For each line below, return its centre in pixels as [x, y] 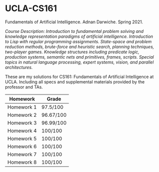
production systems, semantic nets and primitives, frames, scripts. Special [79, 57]
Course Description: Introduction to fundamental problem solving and [74, 31]
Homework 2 [22, 115]
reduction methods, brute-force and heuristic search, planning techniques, [80, 47]
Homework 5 [22, 139]
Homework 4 [22, 130]
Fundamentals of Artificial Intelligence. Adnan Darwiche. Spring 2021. [74, 22]
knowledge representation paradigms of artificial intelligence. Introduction [79, 36]
